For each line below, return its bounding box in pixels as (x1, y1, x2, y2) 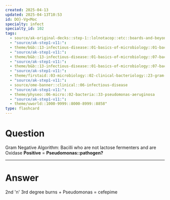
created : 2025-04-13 (5, 7, 49, 13)
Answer (5, 172, 39, 184)
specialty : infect (5, 21, 44, 27)
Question (5, 128, 45, 139)
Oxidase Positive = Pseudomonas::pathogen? (5, 149, 104, 156)
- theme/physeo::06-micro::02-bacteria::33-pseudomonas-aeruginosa (10, 92, 155, 97)
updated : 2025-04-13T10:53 (5, 12, 62, 17)
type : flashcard (5, 106, 39, 111)
